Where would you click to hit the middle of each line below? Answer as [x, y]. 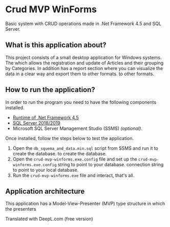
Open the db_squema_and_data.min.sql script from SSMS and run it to [86, 148]
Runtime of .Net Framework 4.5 [46, 117]
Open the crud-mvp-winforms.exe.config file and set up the [75, 159]
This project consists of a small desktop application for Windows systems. [84, 57]
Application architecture [45, 191]
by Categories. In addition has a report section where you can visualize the [84, 68]
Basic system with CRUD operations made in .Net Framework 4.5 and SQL [83, 24]
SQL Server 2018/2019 [36, 123]
